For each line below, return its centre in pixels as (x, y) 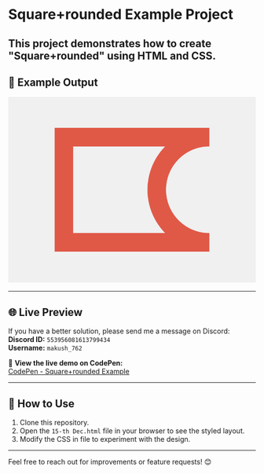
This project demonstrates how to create (110, 44)
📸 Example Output (53, 82)
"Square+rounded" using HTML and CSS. (112, 55)
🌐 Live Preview (46, 312)
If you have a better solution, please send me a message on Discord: (119, 331)
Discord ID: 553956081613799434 (59, 340)
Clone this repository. (54, 423)
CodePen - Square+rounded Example (69, 372)
